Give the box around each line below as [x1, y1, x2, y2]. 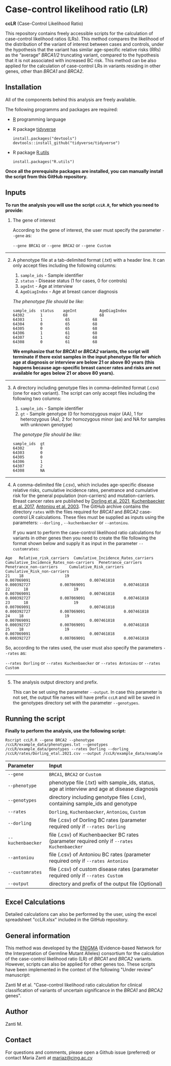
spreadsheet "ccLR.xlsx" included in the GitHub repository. [5, 917, 129, 923]
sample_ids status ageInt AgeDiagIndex [12, 308, 127, 313]
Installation [5, 83, 42, 92]
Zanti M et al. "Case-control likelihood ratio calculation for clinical [5, 982, 142, 988]
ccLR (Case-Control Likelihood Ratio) [5, 20, 83, 26]
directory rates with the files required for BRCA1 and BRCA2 [12, 508, 139, 515]
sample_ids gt [12, 441, 45, 446]
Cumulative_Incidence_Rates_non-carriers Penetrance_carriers [5, 560, 142, 565]
